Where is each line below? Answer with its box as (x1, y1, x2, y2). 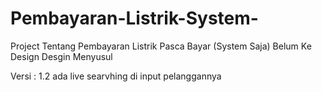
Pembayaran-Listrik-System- (10, 7, 259, 30)
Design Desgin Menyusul (10, 50, 113, 62)
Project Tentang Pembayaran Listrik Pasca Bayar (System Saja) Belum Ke (10, 40, 312, 52)
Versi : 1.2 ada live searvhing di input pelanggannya (10, 70, 222, 82)
